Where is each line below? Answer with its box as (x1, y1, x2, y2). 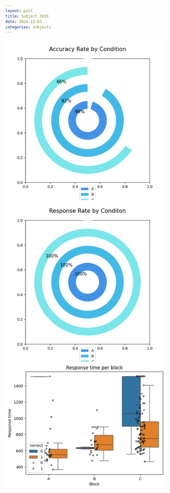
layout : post (5, 8, 33, 13)
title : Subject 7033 (5, 13, 49, 19)
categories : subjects (5, 24, 51, 30)
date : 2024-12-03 (5, 19, 42, 24)
